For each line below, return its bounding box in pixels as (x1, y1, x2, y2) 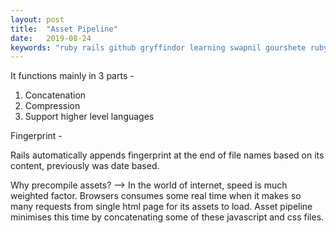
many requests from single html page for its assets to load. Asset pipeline (10, 201, 313, 213)
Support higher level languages (24, 111, 155, 123)
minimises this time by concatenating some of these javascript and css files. (10, 211, 325, 223)
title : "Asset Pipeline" (10, 24, 118, 34)
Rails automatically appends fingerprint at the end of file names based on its (10, 149, 325, 161)
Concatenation (24, 89, 87, 101)
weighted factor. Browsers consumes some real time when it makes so (10, 190, 302, 202)
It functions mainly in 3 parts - (10, 70, 135, 82)
